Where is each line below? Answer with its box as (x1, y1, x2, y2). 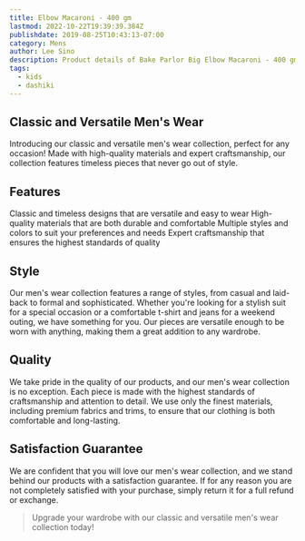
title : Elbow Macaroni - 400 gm (9, 13, 132, 23)
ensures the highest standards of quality (9, 237, 161, 248)
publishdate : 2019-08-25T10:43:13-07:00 (9, 30, 165, 39)
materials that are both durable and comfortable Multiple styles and (36, 218, 289, 229)
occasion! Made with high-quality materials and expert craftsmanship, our (9, 148, 286, 159)
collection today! (31, 521, 94, 532)
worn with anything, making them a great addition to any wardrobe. (9, 326, 261, 337)
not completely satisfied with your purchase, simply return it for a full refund (9, 485, 294, 496)
